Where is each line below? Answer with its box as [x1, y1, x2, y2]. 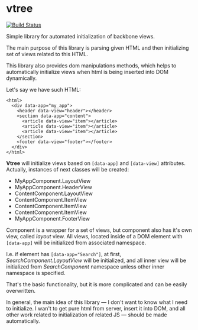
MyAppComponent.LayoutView [14, 177, 91, 185]
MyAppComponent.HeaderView [14, 183, 93, 190]
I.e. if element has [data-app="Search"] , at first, [6, 250, 122, 257]
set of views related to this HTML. [6, 50, 89, 57]
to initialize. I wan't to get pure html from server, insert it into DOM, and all [6, 305, 186, 312]
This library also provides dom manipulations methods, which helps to [6, 62, 177, 69]
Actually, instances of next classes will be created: [6, 166, 129, 173]
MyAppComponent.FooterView [14, 215, 90, 222]
